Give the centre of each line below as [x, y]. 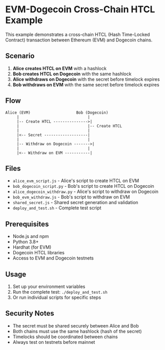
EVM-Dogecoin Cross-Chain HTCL [80, 9]
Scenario [20, 56]
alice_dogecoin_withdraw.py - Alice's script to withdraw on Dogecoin [85, 192]
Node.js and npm [31, 236]
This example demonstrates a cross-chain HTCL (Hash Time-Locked [78, 34]
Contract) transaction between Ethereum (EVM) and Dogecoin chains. [79, 40]
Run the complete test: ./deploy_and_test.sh [60, 292]
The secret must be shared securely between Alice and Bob [76, 325]
